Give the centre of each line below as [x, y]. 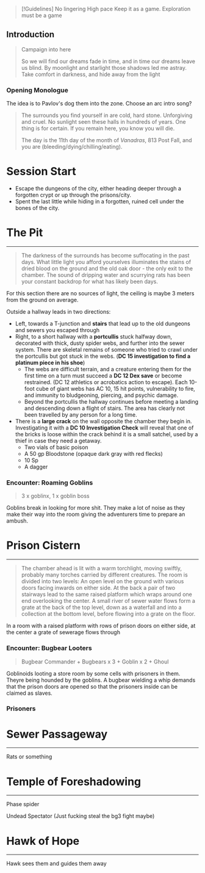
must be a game [41, 15]
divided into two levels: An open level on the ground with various [103, 581]
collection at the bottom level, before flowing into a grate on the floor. [108, 614]
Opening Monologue [37, 90]
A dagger [36, 467]
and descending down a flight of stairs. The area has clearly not [104, 408]
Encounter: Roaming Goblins [50, 482]
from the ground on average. [42, 300]
